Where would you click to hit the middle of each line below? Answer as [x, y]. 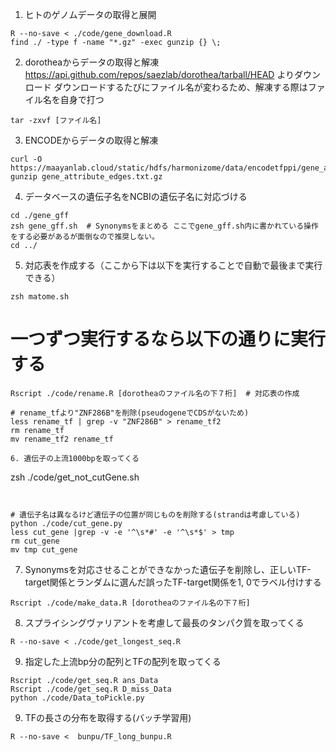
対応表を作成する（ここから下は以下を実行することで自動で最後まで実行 [173, 265]
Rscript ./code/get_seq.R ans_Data [84, 680]
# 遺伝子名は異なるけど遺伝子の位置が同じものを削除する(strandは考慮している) [155, 514]
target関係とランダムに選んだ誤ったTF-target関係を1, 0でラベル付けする [173, 582]
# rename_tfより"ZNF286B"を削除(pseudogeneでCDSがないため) [130, 413]
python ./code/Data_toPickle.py [77, 698]
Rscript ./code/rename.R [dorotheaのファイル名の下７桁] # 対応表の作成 [155, 393]
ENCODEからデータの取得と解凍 [91, 140]
